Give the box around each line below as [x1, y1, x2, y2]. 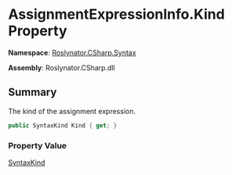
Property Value [8, 140, 67, 151]
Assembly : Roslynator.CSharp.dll [8, 62, 115, 72]
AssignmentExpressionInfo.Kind [8, 5, 225, 23]
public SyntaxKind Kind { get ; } [8, 121, 118, 130]
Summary [8, 86, 57, 99]
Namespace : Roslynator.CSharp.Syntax [8, 48, 136, 57]
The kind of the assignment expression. [8, 106, 136, 116]
